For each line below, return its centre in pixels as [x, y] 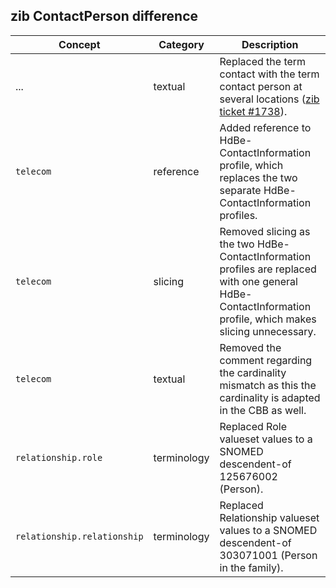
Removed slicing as [265, 231]
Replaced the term [263, 61]
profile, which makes [268, 319]
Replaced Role [253, 426]
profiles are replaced [268, 269]
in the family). [251, 567]
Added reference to [265, 127]
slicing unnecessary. [268, 331]
